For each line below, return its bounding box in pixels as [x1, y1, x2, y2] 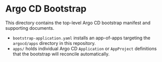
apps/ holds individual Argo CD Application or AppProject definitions [12, 45, 157, 51]
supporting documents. [5, 25, 55, 31]
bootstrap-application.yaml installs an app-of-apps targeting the [12, 35, 151, 41]
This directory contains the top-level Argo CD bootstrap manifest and [5, 20, 151, 26]
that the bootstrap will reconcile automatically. [12, 51, 110, 57]
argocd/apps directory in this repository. [12, 40, 96, 46]
